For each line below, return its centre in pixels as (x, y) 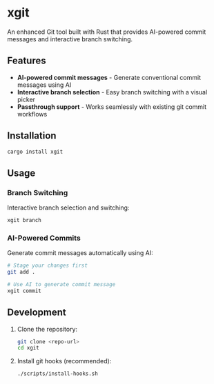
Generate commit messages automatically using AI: (80, 253)
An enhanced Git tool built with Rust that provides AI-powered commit (107, 32)
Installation (32, 136)
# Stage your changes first (48, 266)
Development (37, 313)
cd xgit (28, 348)
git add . (21, 272)
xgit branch (24, 221)
